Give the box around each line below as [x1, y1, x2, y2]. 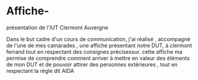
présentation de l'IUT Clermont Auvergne [6, 24, 108, 31]
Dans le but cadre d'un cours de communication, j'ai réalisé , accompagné [6, 35, 191, 42]
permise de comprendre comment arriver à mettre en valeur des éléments [6, 54, 190, 61]
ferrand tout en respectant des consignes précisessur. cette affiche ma [6, 48, 182, 55]
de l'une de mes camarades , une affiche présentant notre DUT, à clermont [6, 42, 193, 49]
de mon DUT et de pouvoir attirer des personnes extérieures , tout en [6, 61, 178, 68]
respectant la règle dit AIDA [6, 67, 75, 74]
